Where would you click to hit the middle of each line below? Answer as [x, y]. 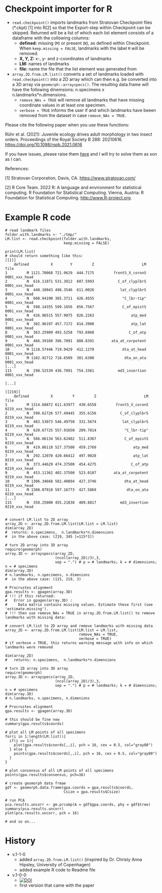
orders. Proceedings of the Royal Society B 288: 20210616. [64, 139]
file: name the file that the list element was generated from [78, 69]
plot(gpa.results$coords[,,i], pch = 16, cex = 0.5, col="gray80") [83, 745]
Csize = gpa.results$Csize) [92, 792]
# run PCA [15, 800]
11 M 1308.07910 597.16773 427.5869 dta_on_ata [77, 490]
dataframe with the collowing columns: [51, 38]
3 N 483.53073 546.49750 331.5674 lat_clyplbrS [77, 421]
